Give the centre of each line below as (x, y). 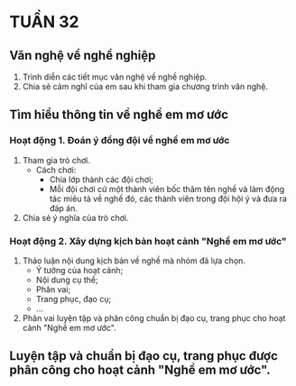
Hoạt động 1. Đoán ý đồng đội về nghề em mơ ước (120, 141)
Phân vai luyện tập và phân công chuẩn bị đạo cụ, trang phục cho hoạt (154, 317)
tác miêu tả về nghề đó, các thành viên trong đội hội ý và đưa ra (168, 198)
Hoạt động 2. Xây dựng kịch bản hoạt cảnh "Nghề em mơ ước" (148, 241)
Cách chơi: (56, 170)
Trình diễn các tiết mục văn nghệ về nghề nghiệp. (115, 77)
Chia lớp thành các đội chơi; (102, 179)
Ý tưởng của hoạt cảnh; (79, 270)
